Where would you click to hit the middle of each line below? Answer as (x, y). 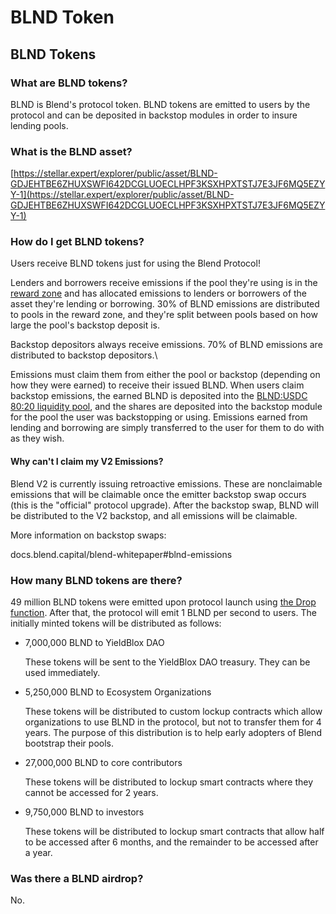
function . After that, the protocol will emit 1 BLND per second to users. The (163, 612)
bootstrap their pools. (69, 743)
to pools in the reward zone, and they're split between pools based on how (164, 315)
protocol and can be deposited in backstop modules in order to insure (154, 115)
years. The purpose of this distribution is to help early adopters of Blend (173, 732)
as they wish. (37, 438)
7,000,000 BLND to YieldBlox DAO (94, 642)
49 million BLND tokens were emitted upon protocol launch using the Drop (163, 602)
